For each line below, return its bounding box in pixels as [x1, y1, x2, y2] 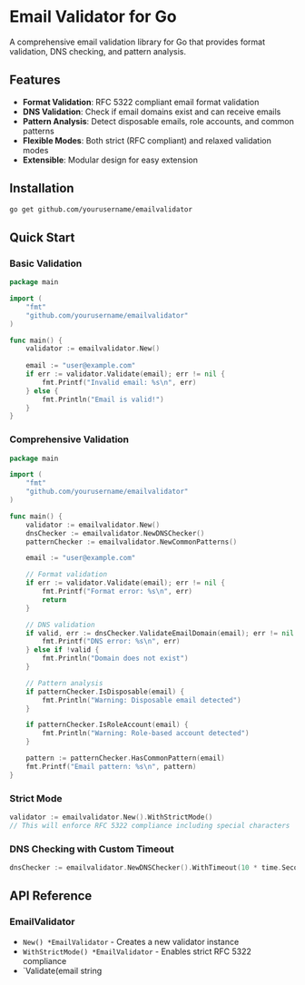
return [42, 595, 67, 605]
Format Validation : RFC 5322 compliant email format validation [22, 96, 260, 107]
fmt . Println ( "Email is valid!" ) [42, 395, 165, 404]
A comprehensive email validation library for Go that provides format [9, 36, 266, 47]
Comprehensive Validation [9, 433, 130, 446]
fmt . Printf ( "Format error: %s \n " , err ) [42, 587, 193, 596]
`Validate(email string [22, 965, 103, 976]
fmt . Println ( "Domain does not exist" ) [42, 654, 189, 664]
